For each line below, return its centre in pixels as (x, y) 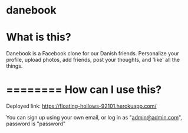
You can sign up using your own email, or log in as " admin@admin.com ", (94, 118)
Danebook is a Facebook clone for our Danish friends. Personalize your (93, 54)
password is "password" (36, 124)
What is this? (39, 37)
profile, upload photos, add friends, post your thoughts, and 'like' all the (93, 60)
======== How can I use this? (84, 90)
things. (14, 66)
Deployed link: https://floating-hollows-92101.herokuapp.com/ (82, 106)
